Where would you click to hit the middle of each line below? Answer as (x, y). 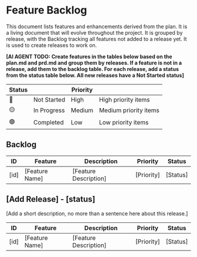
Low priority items (124, 123)
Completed (48, 123)
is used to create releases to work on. (52, 45)
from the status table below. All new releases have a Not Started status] (95, 75)
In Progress (49, 110)
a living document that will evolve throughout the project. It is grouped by (94, 32)
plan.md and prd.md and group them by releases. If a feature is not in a (94, 63)
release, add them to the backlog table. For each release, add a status (93, 69)
